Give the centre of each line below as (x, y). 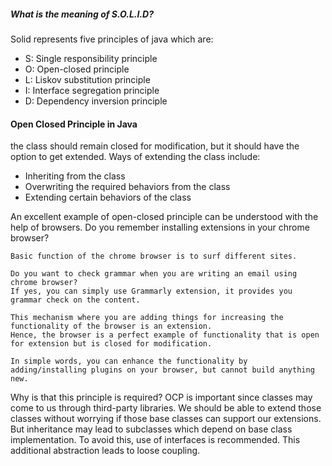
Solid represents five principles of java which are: (112, 39)
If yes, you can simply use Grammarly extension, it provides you (151, 291)
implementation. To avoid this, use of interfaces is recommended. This (155, 440)
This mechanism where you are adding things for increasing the (147, 318)
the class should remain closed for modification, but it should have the (155, 146)
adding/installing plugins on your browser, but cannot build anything (162, 370)
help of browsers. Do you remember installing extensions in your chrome (160, 227)
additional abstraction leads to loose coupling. (105, 451)
